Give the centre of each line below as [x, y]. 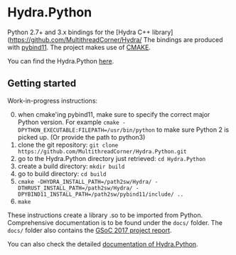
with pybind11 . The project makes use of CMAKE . [79, 47]
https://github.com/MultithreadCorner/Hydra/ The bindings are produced [116, 39]
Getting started [42, 84]
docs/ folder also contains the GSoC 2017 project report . [90, 230]
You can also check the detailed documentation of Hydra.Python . [103, 244]
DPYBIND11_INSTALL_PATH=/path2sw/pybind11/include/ [96, 194]
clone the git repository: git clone [68, 145]
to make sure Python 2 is [193, 130]
